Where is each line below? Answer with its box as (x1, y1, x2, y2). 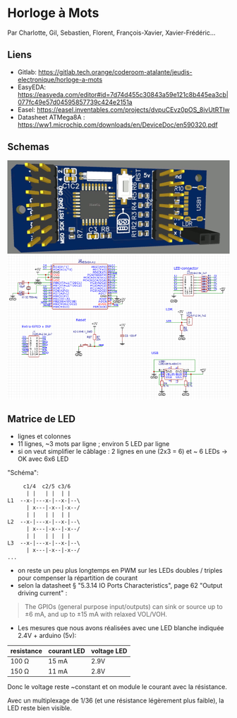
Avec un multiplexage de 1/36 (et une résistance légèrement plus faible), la (7, 696, 224, 705)
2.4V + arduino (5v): (17, 631, 77, 639)
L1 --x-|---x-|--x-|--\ (7, 497, 80, 504)
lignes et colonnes (17, 432, 71, 440)
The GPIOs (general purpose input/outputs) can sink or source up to (24, 602, 224, 610)
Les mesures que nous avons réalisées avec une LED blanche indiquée (17, 623, 224, 632)
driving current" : (17, 588, 68, 597)
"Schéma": (7, 468, 39, 477)
